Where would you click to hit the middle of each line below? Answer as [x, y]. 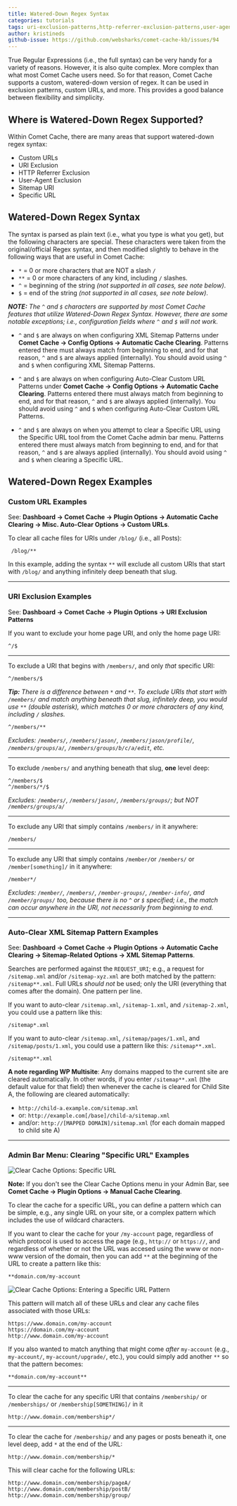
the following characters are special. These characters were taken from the [117, 242]
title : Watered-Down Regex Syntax [59, 14]
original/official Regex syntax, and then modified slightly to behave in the [113, 249]
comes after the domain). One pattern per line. [75, 991]
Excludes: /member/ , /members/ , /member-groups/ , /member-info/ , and [106, 892]
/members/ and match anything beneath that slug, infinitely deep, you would [118, 699]
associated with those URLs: [49, 1311]
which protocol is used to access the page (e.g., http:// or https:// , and [114, 1241]
